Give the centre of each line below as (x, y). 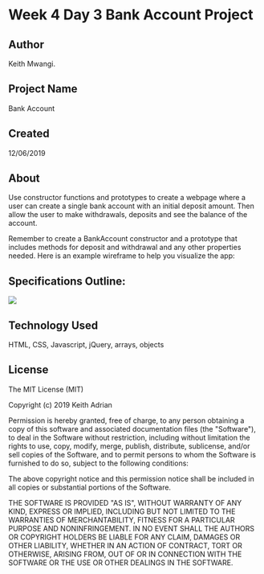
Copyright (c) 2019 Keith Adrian (60, 404)
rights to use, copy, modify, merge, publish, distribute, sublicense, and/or (129, 446)
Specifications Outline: (67, 281)
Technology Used (53, 325)
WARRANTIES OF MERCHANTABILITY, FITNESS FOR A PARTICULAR (122, 519)
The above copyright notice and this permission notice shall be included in (131, 478)
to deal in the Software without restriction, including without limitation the (129, 437)
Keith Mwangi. (32, 64)
